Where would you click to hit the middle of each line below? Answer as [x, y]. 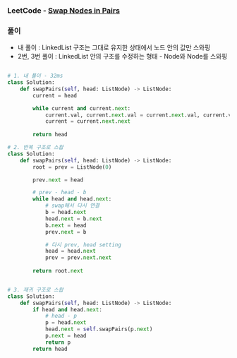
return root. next [58, 271]
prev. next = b [66, 232]
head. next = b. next [73, 219]
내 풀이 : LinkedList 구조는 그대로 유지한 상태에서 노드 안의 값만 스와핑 [114, 47]
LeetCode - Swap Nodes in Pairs [63, 11]
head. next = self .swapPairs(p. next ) [99, 329]
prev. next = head [58, 180]
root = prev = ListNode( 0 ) [72, 167]
